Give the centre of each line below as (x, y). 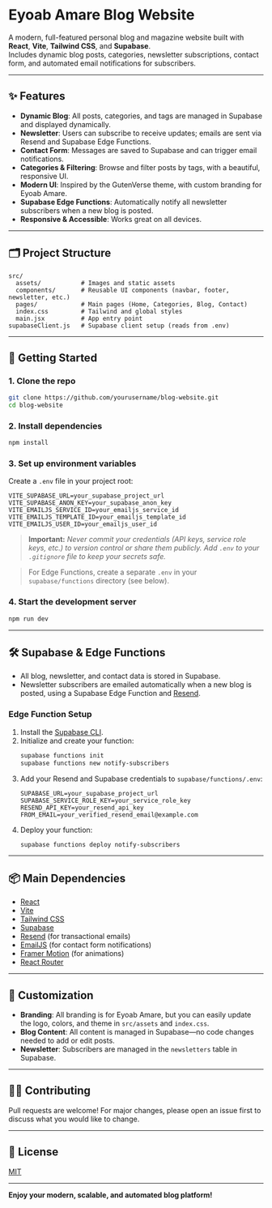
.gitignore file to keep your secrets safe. (97, 557)
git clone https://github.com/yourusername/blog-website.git (114, 398)
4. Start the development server (72, 602)
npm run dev (28, 619)
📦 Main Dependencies (67, 878)
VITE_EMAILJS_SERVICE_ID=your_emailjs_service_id (94, 510)
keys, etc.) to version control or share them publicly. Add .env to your (144, 548)
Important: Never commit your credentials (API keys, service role (137, 540)
